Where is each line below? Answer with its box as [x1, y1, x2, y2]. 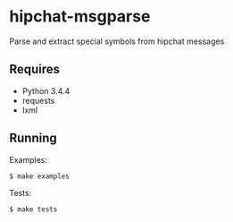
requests [21, 95, 55, 106]
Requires [9, 62, 61, 77]
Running [9, 131, 58, 146]
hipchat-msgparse [9, 6, 151, 27]
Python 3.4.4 [21, 85, 71, 96]
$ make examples [9, 172, 70, 181]
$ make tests [9, 204, 58, 214]
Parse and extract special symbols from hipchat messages [9, 36, 225, 47]
